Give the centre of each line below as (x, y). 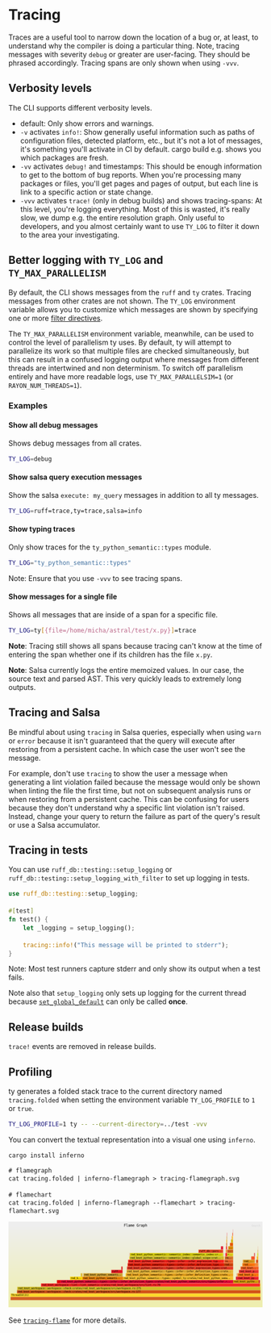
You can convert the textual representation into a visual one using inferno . (132, 1139)
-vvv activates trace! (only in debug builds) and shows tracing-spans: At (141, 200)
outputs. (22, 687)
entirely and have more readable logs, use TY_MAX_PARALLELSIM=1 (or (121, 376)
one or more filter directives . (56, 318)
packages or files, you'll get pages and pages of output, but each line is (139, 183)
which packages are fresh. (64, 157)
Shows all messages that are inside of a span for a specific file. (113, 614)
